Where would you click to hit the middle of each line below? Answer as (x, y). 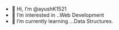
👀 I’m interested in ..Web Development (58, 15)
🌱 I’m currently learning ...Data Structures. (62, 21)
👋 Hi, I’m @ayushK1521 (39, 9)
